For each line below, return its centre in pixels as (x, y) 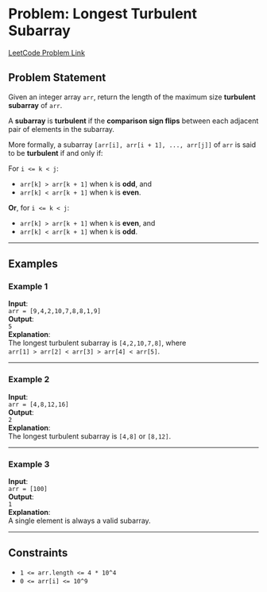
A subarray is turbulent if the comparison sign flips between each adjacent (133, 121)
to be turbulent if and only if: (56, 153)
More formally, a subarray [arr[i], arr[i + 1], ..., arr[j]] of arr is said (132, 145)
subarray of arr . (35, 105)
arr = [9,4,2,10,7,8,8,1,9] (55, 311)
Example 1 (28, 287)
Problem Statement (57, 77)
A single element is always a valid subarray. (79, 520)
